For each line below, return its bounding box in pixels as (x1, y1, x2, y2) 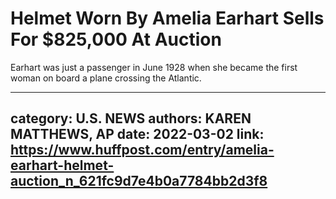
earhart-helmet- (10, 157, 115, 174)
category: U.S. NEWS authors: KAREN (10, 110, 252, 127)
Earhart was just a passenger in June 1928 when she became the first (10, 61, 298, 73)
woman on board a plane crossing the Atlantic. (10, 72, 202, 84)
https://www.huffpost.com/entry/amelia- (10, 142, 275, 159)
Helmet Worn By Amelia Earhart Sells (10, 7, 325, 30)
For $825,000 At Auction (10, 28, 222, 51)
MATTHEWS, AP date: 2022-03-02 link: (10, 126, 265, 143)
